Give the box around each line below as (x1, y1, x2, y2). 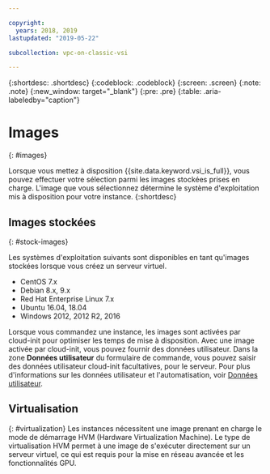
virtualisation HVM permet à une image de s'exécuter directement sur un (8, 441, 251, 451)
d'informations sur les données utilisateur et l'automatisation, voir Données (8, 370, 259, 379)
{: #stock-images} (8, 237, 69, 246)
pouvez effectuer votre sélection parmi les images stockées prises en (8, 175, 240, 185)
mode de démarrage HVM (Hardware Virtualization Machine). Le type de (8, 432, 251, 442)
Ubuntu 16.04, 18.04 (19, 303, 87, 312)
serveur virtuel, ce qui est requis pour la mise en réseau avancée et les (8, 449, 245, 459)
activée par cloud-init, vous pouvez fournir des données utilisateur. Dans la (8, 344, 259, 353)
